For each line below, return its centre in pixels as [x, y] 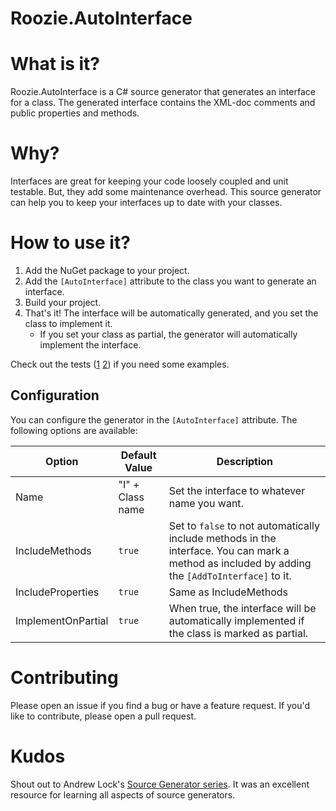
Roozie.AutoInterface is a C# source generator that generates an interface [163, 92]
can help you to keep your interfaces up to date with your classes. [146, 203]
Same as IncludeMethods [228, 592]
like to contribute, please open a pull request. [103, 716]
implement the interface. [90, 345]
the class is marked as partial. [238, 633]
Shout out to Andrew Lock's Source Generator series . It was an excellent [160, 784]
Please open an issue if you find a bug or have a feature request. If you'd [160, 705]
